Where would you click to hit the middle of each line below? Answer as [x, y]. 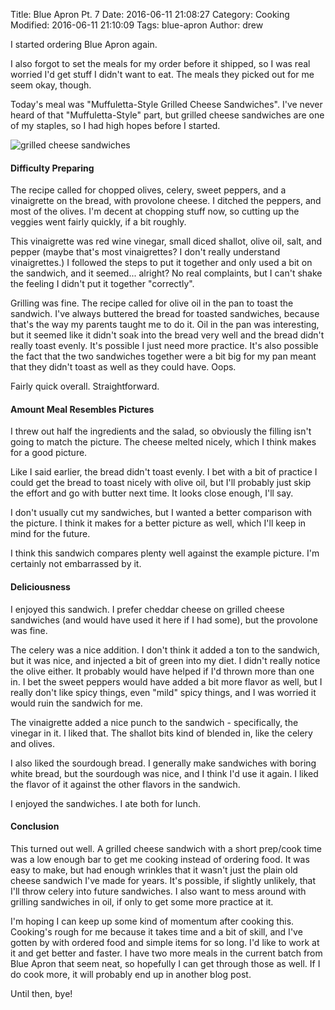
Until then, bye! [41, 993]
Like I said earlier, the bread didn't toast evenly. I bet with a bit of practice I [164, 472]
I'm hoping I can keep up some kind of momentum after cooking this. [152, 921]
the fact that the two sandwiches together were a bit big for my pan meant [163, 356]
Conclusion [35, 826]
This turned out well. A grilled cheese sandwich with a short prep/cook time [166, 848]
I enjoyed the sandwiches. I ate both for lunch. [106, 803]
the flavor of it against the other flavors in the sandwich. [125, 784]
